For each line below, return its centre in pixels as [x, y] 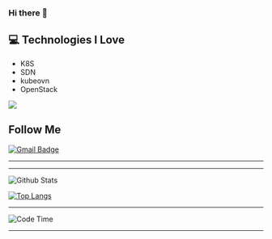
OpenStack [39, 89]
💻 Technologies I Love [67, 40]
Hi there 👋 [28, 13]
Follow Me [35, 130]
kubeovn [35, 81]
